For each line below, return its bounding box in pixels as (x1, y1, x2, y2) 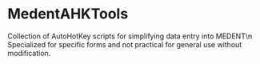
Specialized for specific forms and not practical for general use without (7, 39, 242, 49)
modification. (7, 48, 51, 58)
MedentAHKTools (7, 5, 129, 23)
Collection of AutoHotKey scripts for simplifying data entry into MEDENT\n (7, 31, 253, 41)
